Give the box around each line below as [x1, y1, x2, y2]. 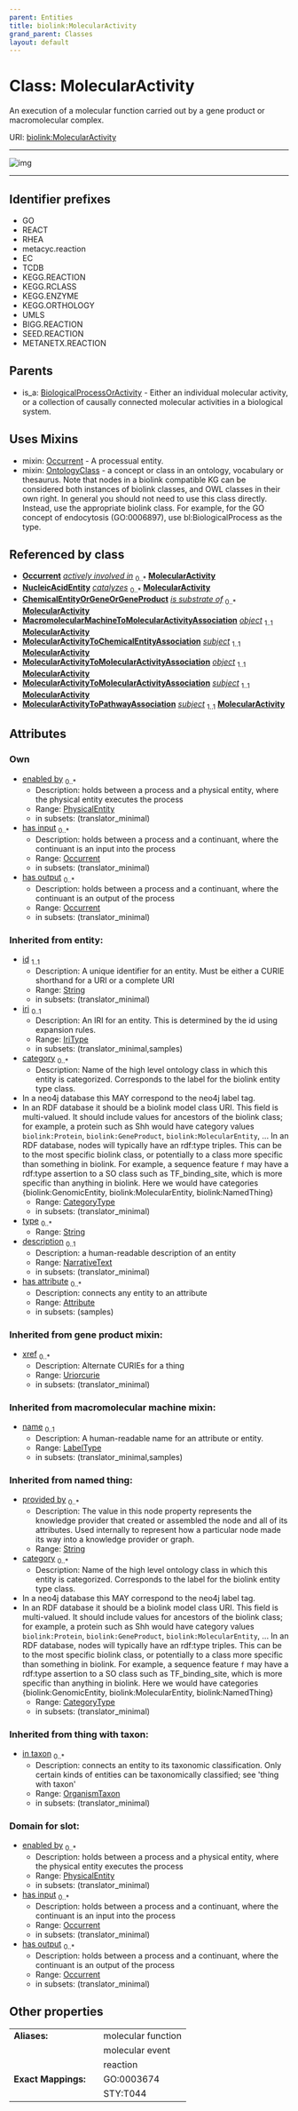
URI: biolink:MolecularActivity [9, 132, 117, 143]
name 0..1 [21, 1422, 55, 1434]
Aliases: [13, 2029, 49, 2042]
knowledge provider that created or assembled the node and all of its [35, 1515, 288, 1526]
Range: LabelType [35, 1442, 102, 1453]
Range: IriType [35, 1034, 89, 1044]
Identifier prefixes [9, 192, 111, 207]
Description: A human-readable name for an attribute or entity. [35, 1433, 264, 1444]
